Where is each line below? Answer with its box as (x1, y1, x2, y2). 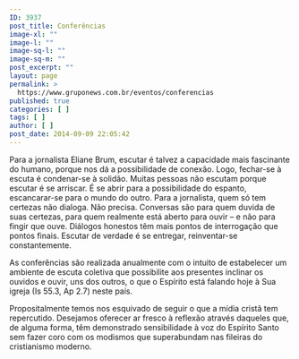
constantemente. (9, 239, 72, 251)
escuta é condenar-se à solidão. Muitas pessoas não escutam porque (9, 173, 267, 184)
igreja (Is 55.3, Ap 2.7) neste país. (9, 286, 133, 296)
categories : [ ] (9, 105, 70, 114)
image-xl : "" (9, 30, 58, 38)
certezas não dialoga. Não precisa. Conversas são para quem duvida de (9, 201, 276, 212)
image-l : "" (9, 38, 54, 47)
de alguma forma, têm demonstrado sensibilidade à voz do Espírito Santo (9, 321, 279, 332)
